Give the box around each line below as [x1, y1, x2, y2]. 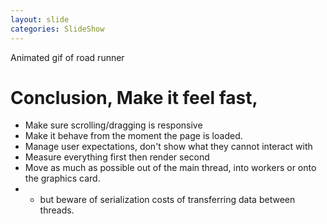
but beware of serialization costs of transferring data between [39, 194, 296, 206]
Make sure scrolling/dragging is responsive [24, 119, 203, 131]
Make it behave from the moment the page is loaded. [24, 130, 243, 142]
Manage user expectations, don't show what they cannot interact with [24, 141, 313, 153]
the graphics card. [24, 172, 101, 185]
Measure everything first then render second [24, 151, 210, 163]
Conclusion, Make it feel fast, [10, 86, 258, 109]
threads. [39, 204, 75, 216]
